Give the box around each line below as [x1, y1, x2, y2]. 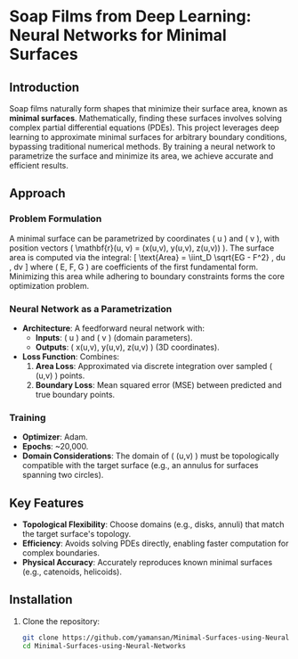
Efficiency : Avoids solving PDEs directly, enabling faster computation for [21, 538, 289, 549]
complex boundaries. [21, 548, 101, 558]
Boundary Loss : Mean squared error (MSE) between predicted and [35, 379, 282, 390]
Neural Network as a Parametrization [9, 302, 173, 315]
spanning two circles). [21, 470, 104, 481]
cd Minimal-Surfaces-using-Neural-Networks [21, 641, 187, 650]
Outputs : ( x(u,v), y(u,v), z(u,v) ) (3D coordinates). [35, 342, 220, 352]
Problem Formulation [9, 212, 102, 225]
